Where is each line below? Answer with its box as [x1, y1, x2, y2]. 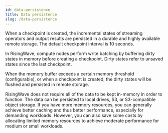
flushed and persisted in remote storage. [5, 81, 89, 87]
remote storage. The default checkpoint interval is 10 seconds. [5, 41, 134, 47]
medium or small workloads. [5, 123, 64, 129]
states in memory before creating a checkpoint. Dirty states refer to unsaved [5, 56, 163, 62]
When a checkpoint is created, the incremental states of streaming [5, 30, 143, 36]
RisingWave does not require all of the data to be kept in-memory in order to [5, 91, 162, 97]
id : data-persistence [5, 7, 51, 12]
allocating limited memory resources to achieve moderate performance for [5, 118, 159, 124]
